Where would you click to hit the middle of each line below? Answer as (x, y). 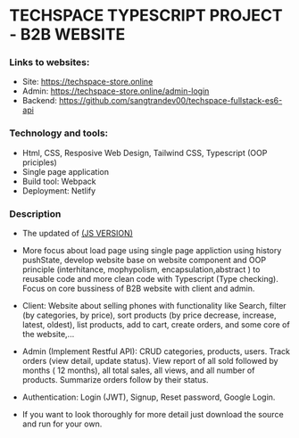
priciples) (40, 162)
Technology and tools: (59, 133)
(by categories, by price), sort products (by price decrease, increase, (149, 315)
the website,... (48, 335)
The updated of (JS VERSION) (78, 234)
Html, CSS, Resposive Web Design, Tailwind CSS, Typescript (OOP (145, 153)
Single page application (66, 171)
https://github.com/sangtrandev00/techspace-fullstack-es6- (171, 101)
